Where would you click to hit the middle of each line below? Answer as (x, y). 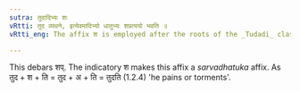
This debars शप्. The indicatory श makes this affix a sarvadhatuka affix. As (145, 67)
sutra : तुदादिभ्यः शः (39, 17)
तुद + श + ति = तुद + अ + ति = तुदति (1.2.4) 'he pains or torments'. (120, 78)
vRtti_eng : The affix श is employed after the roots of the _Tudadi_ (142, 34)
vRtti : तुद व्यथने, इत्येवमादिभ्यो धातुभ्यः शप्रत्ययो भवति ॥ (88, 26)
